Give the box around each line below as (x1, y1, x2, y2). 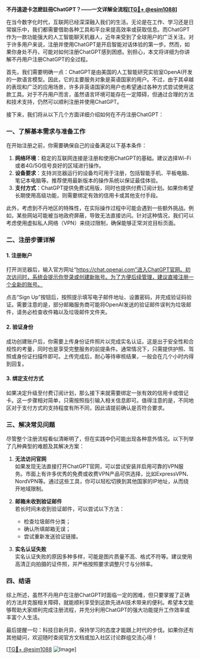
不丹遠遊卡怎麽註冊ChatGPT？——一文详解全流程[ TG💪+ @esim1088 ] (6, 6, 177, 13)
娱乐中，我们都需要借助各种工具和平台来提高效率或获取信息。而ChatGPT (11, 26, 190, 33)
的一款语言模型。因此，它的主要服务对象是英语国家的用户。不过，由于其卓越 (6, 76, 194, 83)
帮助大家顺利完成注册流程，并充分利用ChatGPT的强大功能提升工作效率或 (11, 607, 190, 614)
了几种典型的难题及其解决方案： (6, 443, 85, 450)
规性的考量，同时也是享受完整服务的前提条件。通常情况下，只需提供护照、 (6, 345, 189, 352)
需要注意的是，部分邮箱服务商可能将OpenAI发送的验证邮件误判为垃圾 (16, 301, 186, 308)
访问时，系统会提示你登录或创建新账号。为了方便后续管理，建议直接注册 (11, 274, 189, 281)
